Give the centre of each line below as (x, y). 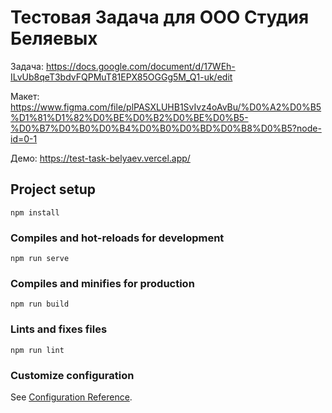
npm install (35, 212)
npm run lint (37, 350)
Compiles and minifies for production (102, 283)
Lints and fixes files (59, 329)
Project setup (53, 189)
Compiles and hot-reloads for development (117, 238)
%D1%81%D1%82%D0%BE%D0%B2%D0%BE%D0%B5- (129, 117)
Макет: (25, 96)
